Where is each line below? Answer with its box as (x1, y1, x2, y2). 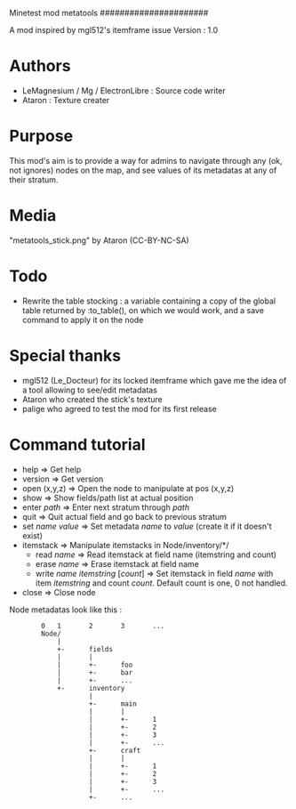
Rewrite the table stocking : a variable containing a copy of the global (21, 295, 276, 306)
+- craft (88, 746, 141, 755)
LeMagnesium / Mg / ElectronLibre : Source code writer (21, 85, 227, 96)
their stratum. (9, 174, 59, 185)
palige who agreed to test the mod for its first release (21, 403, 218, 414)
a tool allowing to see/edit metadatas (21, 384, 158, 395)
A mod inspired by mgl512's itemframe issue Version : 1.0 (9, 25, 219, 35)
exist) (21, 530, 43, 541)
